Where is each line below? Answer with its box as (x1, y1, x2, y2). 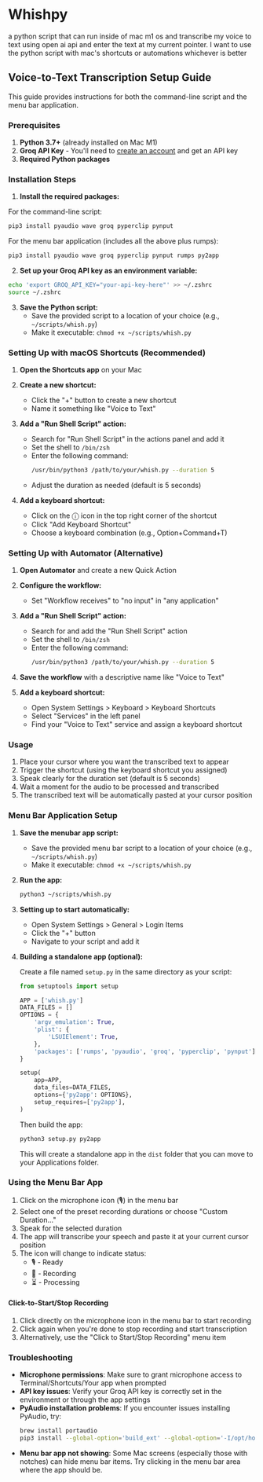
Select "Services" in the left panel (31, 711, 141, 721)
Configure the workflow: (19, 581, 102, 590)
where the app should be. (19, 1465, 103, 1475)
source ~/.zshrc (8, 288, 61, 296)
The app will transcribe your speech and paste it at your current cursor (19, 1231, 249, 1241)
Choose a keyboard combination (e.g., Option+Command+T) (31, 528, 228, 537)
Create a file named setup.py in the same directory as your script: (19, 967, 232, 976)
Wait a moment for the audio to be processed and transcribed (19, 782, 220, 791)
